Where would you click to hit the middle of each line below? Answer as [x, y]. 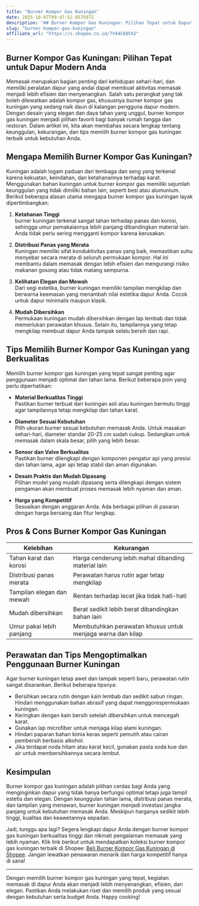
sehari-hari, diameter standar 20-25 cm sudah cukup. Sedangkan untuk [102, 434]
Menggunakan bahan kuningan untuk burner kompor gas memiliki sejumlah [98, 184]
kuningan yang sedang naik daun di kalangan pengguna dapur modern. [93, 106]
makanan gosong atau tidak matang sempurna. [72, 270]
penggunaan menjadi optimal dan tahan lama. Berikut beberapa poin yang [96, 379]
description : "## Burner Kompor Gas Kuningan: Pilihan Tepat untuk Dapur [99, 23]
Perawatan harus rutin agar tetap [119, 575]
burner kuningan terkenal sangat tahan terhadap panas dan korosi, [96, 220]
